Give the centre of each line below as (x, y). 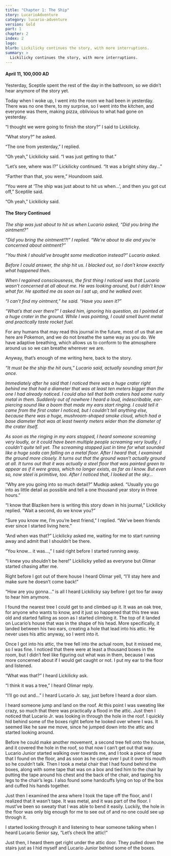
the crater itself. (22, 426)
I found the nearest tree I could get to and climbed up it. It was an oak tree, (84, 607)
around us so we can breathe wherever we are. (55, 348)
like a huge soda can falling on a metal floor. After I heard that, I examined (83, 453)
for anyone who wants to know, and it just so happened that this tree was (82, 612)
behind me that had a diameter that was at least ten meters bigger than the (85, 388)
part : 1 (14, 29)
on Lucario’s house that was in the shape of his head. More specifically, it (82, 623)
